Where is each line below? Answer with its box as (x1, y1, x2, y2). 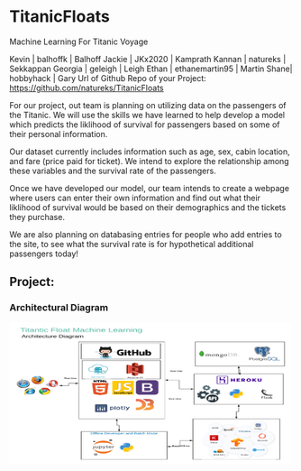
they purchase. (9, 211, 66, 222)
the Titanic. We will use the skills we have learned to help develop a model (9, 109, 286, 120)
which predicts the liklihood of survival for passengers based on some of (9, 119, 281, 130)
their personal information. (9, 128, 108, 139)
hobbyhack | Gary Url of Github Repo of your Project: (9, 72, 207, 83)
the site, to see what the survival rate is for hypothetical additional (9, 238, 254, 249)
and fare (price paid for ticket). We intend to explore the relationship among (9, 155, 290, 166)
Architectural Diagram (9, 301, 109, 314)
